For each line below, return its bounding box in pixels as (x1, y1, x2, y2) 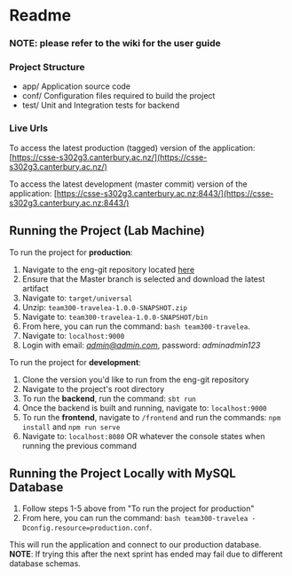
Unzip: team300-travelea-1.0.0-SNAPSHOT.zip (21, 301, 188, 312)
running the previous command (21, 440, 138, 451)
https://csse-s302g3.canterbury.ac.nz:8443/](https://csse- (56, 188, 274, 198)
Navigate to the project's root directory (21, 383, 165, 394)
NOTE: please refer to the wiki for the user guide (9, 37, 222, 50)
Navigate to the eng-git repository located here (21, 264, 195, 275)
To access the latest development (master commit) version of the (9, 179, 248, 189)
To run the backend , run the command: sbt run (21, 393, 197, 404)
